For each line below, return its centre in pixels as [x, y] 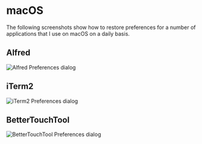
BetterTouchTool [38, 119]
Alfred [18, 53]
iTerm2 [20, 86]
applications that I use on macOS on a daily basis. [68, 33]
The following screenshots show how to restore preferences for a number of [101, 27]
